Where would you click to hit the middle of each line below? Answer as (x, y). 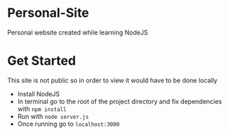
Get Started (41, 61)
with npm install (42, 109)
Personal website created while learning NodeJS (78, 32)
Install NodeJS (39, 94)
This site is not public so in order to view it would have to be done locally (112, 80)
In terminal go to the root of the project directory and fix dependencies (120, 101)
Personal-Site (48, 13)
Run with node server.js (53, 116)
